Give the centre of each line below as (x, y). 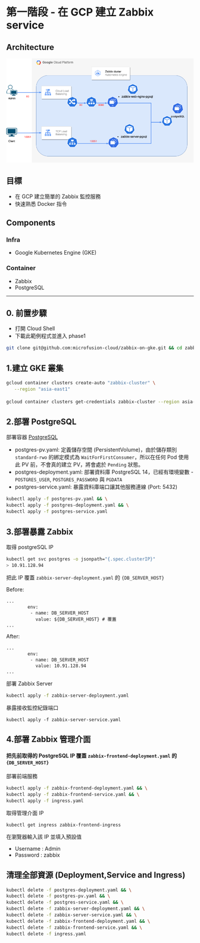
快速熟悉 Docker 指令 (41, 203)
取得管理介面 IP (25, 813)
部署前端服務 (22, 776)
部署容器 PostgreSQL (32, 437)
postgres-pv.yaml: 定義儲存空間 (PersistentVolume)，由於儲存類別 (96, 450)
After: (13, 636)
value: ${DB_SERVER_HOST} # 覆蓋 (76, 619)
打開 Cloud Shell (35, 328)
